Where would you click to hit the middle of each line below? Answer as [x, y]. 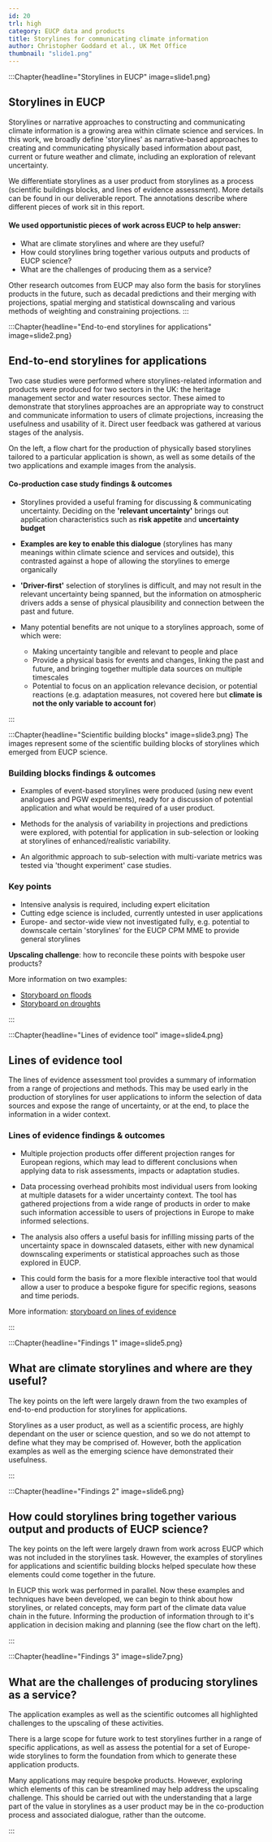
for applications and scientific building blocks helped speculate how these [132, 1566]
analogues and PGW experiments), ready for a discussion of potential [136, 799]
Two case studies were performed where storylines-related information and [135, 380]
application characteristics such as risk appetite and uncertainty [130, 519]
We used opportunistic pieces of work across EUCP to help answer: [125, 225]
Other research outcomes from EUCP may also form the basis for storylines [135, 285]
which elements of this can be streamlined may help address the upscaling [134, 1789]
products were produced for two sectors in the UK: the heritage [115, 389]
